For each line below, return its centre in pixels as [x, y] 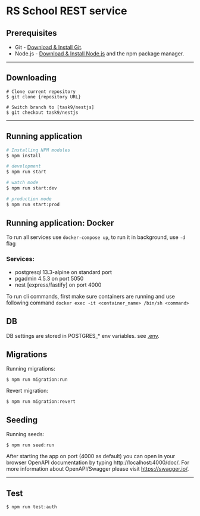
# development [24, 166]
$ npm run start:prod [33, 204]
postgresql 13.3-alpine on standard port [63, 272]
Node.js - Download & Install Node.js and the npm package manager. [99, 54]
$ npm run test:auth [32, 507]
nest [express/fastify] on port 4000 [58, 285]
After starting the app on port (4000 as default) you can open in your [91, 456]
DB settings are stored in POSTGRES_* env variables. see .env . [83, 335]
